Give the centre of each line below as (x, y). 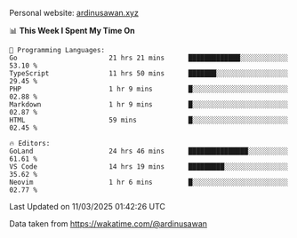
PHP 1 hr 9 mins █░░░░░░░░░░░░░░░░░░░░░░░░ (149, 89)
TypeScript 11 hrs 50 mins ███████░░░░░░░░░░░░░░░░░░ (149, 74)
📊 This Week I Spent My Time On (72, 31)
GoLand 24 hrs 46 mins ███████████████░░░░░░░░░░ (149, 151)
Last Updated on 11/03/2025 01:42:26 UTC (88, 206)
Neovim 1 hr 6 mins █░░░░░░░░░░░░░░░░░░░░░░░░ (149, 182)
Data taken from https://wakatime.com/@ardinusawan (108, 224)
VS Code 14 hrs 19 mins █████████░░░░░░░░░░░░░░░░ (149, 167)
